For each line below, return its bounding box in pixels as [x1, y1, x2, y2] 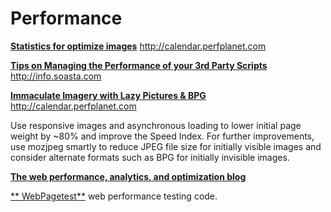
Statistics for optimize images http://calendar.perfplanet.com [10, 40, 267, 52]
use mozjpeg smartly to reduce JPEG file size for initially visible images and [10, 140, 322, 152]
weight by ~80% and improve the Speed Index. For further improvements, [10, 130, 315, 142]
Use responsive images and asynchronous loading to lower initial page [10, 119, 302, 131]
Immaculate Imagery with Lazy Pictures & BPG [10, 89, 207, 101]
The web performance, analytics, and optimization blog [10, 170, 247, 182]
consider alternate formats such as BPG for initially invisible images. [10, 151, 290, 163]
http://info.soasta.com [10, 70, 102, 82]
